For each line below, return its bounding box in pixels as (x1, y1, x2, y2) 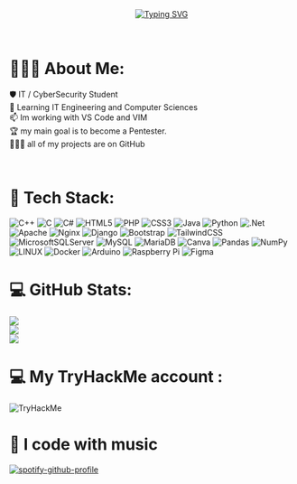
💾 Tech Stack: (9, 188, 115, 209)
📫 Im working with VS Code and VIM (9, 112, 148, 123)
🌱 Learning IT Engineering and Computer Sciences (9, 101, 199, 112)
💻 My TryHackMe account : (9, 367, 223, 386)
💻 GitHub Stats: (9, 280, 133, 301)
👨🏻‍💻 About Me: (9, 59, 125, 79)
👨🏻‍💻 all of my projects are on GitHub (9, 138, 146, 149)
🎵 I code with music (9, 433, 158, 454)
